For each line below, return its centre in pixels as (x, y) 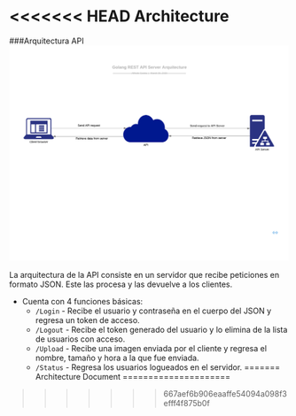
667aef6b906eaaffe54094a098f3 (226, 394)
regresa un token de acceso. (87, 320)
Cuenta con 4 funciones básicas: (82, 302)
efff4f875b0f (187, 404)
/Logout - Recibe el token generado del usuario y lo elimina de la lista (161, 330)
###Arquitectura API (47, 41)
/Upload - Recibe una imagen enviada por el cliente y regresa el (151, 349)
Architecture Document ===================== (133, 377)
